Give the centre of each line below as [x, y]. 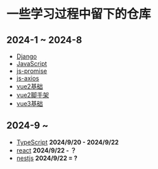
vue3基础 [30, 103]
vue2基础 [30, 86]
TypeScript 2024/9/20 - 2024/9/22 [68, 142]
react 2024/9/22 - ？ [46, 150]
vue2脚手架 [33, 95]
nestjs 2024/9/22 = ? [47, 158]
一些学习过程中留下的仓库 [79, 14]
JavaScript [32, 64]
